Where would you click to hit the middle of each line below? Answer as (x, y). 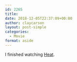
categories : (17, 32)
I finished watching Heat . (30, 54)
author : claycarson (25, 23)
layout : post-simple (26, 27)
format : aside (19, 41)
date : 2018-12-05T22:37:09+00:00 (39, 18)
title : (12, 14)
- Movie (17, 37)
